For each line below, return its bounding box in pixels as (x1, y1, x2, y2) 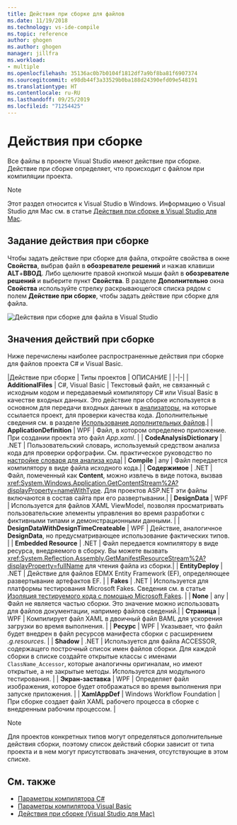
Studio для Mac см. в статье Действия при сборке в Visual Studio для (7, 206, 217, 215)
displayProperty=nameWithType (7, 487, 101, 495)
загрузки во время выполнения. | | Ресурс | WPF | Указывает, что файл (7, 622, 223, 631)
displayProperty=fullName (7, 562, 84, 570)
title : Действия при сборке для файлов (7, 10, 125, 18)
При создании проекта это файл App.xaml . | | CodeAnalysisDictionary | (7, 433, 223, 442)
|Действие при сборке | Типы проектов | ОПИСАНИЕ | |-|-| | (7, 373, 189, 382)
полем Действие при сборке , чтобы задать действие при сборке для (7, 292, 219, 300)
